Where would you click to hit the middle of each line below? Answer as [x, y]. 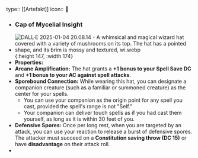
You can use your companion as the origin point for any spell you [103, 100]
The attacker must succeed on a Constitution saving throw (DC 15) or [100, 138]
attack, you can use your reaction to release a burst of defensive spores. [103, 132]
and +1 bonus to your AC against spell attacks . [73, 75]
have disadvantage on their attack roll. [62, 144]
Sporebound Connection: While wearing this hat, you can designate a [100, 81]
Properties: [29, 63]
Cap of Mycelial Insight [49, 24]
